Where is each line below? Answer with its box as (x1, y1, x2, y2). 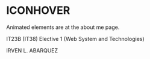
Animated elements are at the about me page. (6, 23, 120, 31)
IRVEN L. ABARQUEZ (6, 46, 58, 54)
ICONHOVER (6, 4, 70, 17)
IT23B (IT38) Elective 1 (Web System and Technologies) (6, 35, 145, 42)
